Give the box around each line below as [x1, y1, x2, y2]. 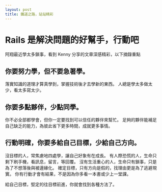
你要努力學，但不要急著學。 [5, 67, 89, 75]
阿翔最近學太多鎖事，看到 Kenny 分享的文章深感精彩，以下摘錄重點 [5, 51, 141, 57]
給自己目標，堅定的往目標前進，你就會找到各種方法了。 [5, 181, 117, 187]
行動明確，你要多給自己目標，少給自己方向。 [5, 139, 141, 147]
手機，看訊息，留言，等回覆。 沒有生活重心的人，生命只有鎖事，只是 [18, 159, 157, 165]
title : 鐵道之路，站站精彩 [5, 12, 54, 17]
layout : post [5, 7, 32, 12]
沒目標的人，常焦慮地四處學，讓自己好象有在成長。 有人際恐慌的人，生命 [5, 152, 153, 158]
